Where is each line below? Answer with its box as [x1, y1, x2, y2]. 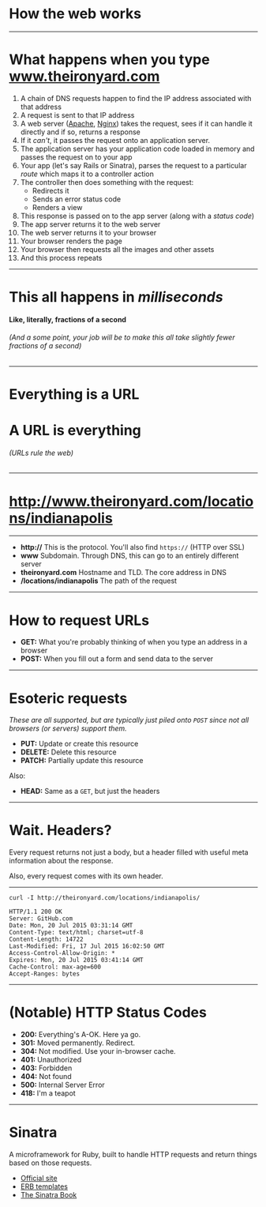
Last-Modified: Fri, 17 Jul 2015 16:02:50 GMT [9, 942, 165, 950]
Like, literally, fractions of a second [9, 314, 127, 324]
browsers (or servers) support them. [9, 724, 127, 733]
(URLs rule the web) [9, 448, 74, 457]
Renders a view [32, 202, 83, 212]
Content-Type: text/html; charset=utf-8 [9, 929, 144, 937]
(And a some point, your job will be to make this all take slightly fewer [9, 333, 235, 342]
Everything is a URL [9, 385, 140, 404]
